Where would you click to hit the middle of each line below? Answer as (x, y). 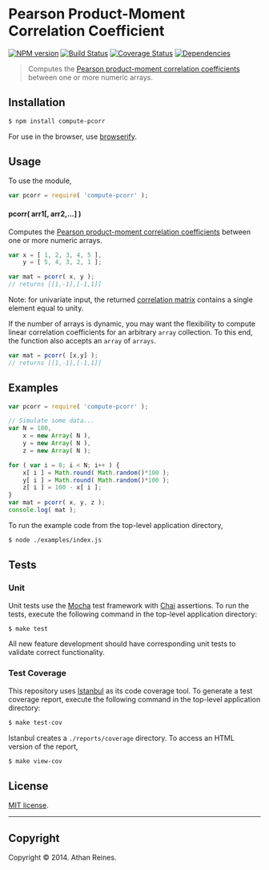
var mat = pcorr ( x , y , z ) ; (57, 502)
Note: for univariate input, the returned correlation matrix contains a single (131, 300)
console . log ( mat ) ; (43, 510)
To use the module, (40, 181)
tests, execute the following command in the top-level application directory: (133, 614)
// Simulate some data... (51, 421)
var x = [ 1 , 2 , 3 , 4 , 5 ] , (55, 255)
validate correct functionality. (57, 652)
